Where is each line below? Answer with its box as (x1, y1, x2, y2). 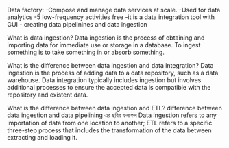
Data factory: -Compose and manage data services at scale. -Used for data (7, 6, 221, 14)
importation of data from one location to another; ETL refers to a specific (7, 119, 213, 127)
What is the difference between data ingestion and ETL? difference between (7, 104, 223, 112)
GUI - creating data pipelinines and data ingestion (7, 21, 147, 28)
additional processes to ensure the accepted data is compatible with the (7, 84, 211, 91)
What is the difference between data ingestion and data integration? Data (7, 62, 214, 69)
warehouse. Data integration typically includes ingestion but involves (7, 76, 202, 84)
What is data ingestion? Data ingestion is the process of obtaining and (7, 34, 205, 42)
